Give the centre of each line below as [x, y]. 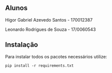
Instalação [22, 45]
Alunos [17, 8]
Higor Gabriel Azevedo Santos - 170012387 [49, 20]
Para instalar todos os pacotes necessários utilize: [56, 56]
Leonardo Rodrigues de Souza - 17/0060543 [51, 29]
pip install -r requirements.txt [39, 66]
